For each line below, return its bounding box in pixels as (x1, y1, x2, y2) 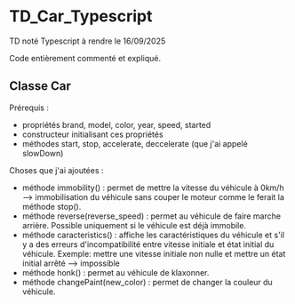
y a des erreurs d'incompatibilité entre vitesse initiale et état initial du (21, 238, 275, 250)
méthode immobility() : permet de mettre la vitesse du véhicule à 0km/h (21, 182, 284, 193)
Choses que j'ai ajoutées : (9, 164, 104, 175)
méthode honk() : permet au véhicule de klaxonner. (21, 267, 210, 277)
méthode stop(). (21, 201, 82, 212)
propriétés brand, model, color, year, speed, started (21, 119, 211, 130)
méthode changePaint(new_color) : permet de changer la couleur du (21, 276, 273, 287)
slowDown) (21, 148, 64, 158)
